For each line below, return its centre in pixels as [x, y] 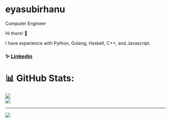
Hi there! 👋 [17, 33]
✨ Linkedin [19, 56]
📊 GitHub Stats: [40, 79]
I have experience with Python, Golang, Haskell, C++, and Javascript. [78, 43]
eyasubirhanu [35, 9]
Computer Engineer [26, 23]
